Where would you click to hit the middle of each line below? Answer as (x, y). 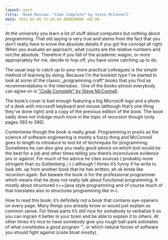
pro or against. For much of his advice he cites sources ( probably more (79, 159)
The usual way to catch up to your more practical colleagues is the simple (81, 70)
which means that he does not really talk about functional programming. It (81, 180)
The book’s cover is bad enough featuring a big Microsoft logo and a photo (82, 101)
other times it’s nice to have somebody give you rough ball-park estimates (82, 222)
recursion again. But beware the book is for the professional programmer (80, 175)
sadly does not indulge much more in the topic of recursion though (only (80, 117)
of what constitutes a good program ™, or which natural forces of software (82, 227)
